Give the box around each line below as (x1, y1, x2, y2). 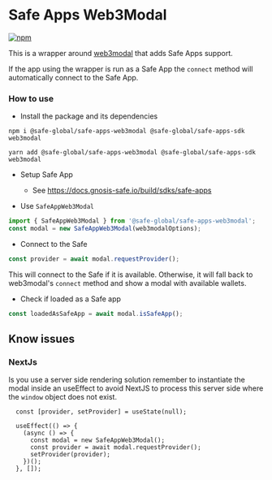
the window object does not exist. (8, 392, 118, 402)
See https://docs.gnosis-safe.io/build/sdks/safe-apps (32, 185, 213, 196)
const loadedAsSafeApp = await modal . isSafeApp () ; (8, 309, 183, 318)
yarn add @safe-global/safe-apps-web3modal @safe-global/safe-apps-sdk (8, 149, 256, 157)
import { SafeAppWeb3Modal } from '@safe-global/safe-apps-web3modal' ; (8, 217, 256, 225)
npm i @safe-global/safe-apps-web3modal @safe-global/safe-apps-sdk (8, 128, 245, 136)
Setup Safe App (19, 170, 73, 179)
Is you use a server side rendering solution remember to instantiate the (8, 375, 245, 385)
